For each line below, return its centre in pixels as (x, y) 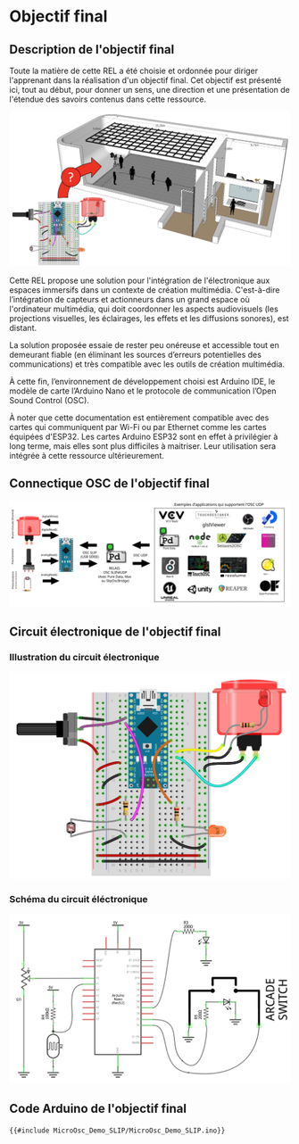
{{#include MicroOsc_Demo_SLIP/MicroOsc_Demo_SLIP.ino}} (117, 1131)
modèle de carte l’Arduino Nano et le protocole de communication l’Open (143, 391)
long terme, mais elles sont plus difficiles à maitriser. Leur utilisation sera (143, 446)
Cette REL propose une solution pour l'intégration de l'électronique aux (140, 281)
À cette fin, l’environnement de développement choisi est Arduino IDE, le (142, 382)
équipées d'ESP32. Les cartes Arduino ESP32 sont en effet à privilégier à (144, 437)
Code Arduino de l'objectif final (98, 1109)
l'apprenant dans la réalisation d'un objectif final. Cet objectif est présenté (145, 80)
